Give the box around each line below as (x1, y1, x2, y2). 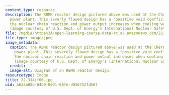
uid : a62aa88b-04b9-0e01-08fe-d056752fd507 (5, 82, 98, 87)
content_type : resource (5, 7, 55, 13)
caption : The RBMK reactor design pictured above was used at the (10, 45, 152, 50)
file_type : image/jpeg (5, 36, 53, 41)
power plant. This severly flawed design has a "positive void (10, 17, 145, 22)
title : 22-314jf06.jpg (5, 77, 53, 82)
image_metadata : (5, 40, 39, 45)
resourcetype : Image (5, 73, 49, 78)
